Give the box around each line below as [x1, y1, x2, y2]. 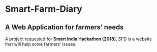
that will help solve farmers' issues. [5, 41, 77, 47]
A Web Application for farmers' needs [5, 23, 124, 31]
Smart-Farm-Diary [5, 3, 83, 15]
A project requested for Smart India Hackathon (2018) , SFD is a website [5, 36, 152, 42]
